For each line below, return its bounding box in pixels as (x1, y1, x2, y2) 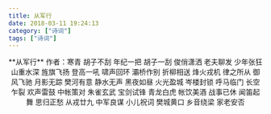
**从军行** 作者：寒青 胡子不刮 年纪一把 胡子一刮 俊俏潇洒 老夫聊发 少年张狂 (8, 57, 263, 67)
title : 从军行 (8, 11, 52, 20)
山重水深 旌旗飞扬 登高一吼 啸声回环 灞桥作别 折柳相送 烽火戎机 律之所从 (10, 67, 252, 77)
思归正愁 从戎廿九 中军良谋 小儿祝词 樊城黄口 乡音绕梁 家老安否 (35, 97, 245, 107)
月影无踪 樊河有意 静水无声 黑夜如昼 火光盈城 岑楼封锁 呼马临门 (34, 77, 244, 87)
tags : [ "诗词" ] (8, 34, 57, 43)
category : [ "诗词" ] (8, 26, 72, 35)
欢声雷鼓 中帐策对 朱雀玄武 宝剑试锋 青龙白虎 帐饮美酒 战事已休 (27, 88, 237, 97)
